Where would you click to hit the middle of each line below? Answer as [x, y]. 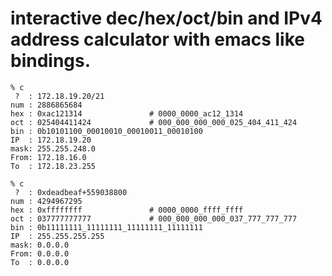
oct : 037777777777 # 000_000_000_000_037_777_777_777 [154, 218]
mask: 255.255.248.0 [53, 148]
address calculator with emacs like [157, 39]
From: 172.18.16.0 [48, 157]
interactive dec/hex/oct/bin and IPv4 [166, 18]
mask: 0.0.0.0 [40, 245]
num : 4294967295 [46, 201]
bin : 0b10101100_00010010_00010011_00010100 [106, 131]
